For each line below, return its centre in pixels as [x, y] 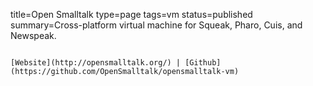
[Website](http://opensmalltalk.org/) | [96, 63]
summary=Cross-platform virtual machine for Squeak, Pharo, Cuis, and [156, 25]
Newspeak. [33, 35]
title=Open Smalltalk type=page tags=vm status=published [131, 14]
